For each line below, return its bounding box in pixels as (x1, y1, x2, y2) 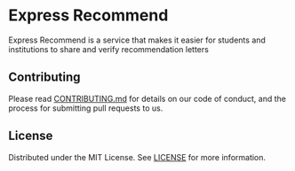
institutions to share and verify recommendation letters (8, 43, 210, 54)
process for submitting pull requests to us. (8, 103, 163, 113)
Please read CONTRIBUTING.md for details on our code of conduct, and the (8, 93, 286, 104)
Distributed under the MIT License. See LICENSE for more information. (8, 152, 267, 162)
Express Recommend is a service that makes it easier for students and (8, 35, 266, 45)
